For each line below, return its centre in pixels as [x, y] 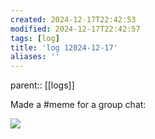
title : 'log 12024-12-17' [64, 47]
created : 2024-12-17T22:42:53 [73, 19]
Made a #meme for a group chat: [78, 105]
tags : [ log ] [35, 38]
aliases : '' [35, 57]
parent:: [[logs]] [42, 85]
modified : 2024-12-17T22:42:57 [75, 29]
